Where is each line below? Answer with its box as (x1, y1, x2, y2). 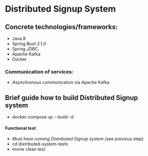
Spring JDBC (12, 46, 38, 52)
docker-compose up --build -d (12, 114, 74, 120)
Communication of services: (5, 68, 74, 75)
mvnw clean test (12, 146, 45, 152)
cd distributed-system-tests (12, 141, 68, 147)
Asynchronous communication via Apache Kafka (12, 79, 110, 86)
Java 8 (12, 35, 26, 41)
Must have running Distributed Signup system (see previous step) (12, 136, 144, 142)
